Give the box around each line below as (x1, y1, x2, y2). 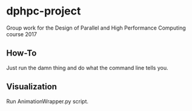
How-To (6, 48, 37, 59)
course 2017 (6, 30, 38, 37)
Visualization (6, 81, 58, 92)
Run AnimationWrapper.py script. (6, 98, 89, 105)
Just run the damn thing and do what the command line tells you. (6, 64, 168, 71)
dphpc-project (6, 4, 81, 18)
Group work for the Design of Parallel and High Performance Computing (6, 24, 186, 31)
